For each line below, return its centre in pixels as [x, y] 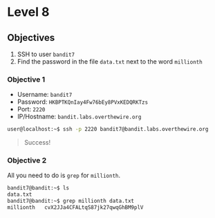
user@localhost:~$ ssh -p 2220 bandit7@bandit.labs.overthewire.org [108, 129]
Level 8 [28, 12]
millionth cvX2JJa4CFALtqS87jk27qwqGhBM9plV [75, 208]
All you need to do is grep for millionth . [64, 175]
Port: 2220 [31, 109]
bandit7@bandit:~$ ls [38, 188]
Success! [37, 143]
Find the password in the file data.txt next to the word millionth [110, 62]
